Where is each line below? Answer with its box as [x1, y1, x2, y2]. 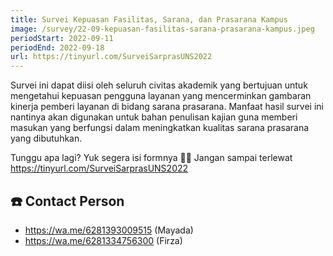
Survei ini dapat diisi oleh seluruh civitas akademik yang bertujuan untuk [10, 79, 308, 91]
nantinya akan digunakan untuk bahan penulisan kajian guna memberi [10, 111, 298, 123]
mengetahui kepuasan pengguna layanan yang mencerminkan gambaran [10, 90, 312, 102]
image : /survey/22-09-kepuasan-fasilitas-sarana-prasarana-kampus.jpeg [10, 24, 315, 34]
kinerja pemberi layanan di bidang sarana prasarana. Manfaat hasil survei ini [10, 101, 324, 113]
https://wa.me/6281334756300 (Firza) [24, 234, 183, 246]
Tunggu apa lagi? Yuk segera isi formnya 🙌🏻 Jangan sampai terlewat [10, 152, 293, 164]
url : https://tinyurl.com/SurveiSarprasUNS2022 [10, 52, 213, 62]
